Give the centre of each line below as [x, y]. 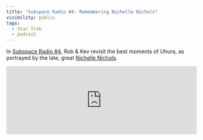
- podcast [24, 34]
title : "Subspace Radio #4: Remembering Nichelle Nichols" [82, 12]
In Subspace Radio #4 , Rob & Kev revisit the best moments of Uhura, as [95, 51]
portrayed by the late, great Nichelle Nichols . [62, 58]
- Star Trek [27, 29]
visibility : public [31, 17]
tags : [13, 23]
